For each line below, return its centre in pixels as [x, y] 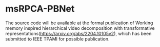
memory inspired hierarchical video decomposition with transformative [80, 28]
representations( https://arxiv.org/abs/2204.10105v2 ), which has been [78, 33]
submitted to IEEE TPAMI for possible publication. [57, 39]
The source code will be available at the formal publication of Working [79, 23]
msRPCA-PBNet [40, 9]
